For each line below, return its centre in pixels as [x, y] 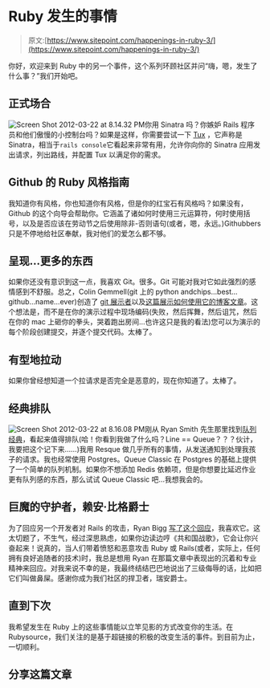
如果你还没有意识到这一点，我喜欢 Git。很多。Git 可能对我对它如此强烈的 [129, 282]
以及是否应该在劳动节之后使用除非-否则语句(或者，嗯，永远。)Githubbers [141, 223]
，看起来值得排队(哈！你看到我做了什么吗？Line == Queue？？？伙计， [140, 439]
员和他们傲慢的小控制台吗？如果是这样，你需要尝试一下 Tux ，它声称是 [125, 134]
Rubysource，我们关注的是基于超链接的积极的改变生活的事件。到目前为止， [134, 637]
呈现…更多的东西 [51, 261]
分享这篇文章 [40, 675]
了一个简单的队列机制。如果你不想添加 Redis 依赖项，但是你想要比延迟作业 [132, 469]
